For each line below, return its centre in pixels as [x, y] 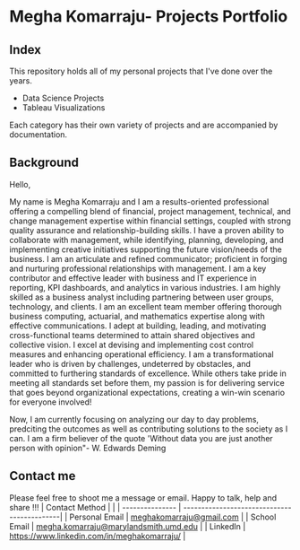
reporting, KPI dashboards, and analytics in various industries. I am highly [145, 287]
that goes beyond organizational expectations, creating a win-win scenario [147, 392]
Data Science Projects [63, 98]
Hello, [20, 184]
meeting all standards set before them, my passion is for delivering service [147, 382]
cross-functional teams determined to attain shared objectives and [132, 335]
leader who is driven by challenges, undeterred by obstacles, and [130, 363]
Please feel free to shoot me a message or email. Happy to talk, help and [143, 498]
